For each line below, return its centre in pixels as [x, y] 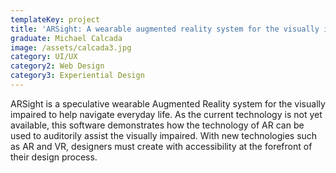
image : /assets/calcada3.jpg [71, 47]
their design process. [54, 157]
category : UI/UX [44, 57]
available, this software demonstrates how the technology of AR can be [157, 125]
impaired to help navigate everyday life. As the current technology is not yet [166, 114]
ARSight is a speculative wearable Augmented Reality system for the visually [168, 103]
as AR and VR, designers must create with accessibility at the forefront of [161, 146]
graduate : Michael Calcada [66, 38]
